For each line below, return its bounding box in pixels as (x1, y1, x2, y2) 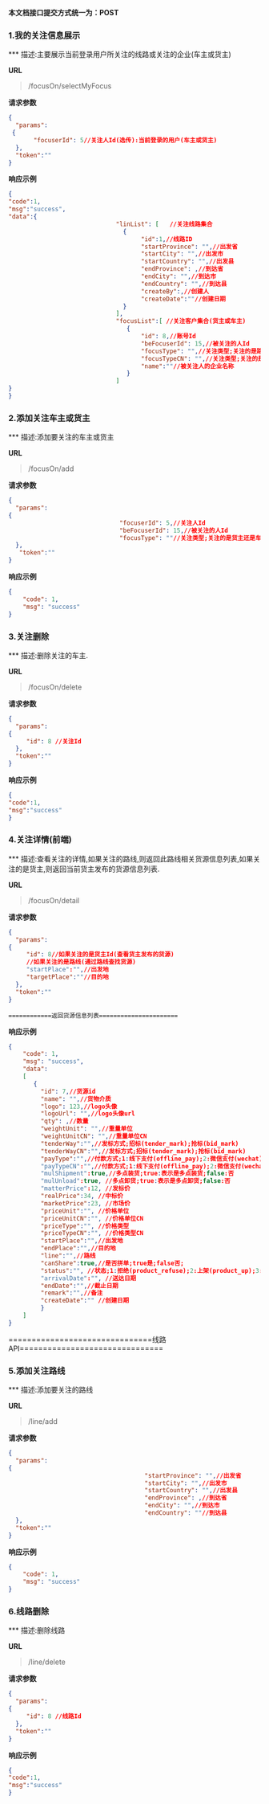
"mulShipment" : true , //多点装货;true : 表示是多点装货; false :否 (40, 1169, 235, 1178)
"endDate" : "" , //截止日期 (40, 1282, 118, 1290)
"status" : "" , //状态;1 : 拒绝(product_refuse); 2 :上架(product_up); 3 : (40, 1266, 263, 1274)
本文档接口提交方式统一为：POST (8, 8, 119, 17)
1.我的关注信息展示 (8, 30, 81, 41)
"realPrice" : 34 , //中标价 (40, 1192, 124, 1201)
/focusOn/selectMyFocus (27, 81, 112, 91)
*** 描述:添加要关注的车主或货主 (8, 432, 114, 442)
